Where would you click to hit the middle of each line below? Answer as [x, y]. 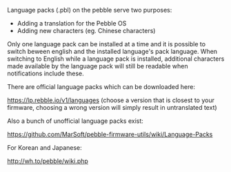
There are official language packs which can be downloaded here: [101, 87]
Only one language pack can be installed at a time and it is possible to [106, 44]
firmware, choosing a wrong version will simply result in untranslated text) [112, 107]
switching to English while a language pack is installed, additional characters [116, 59]
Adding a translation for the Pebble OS [72, 23]
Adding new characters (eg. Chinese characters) [86, 31]
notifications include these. [46, 73]
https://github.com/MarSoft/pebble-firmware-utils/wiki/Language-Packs [110, 134]
